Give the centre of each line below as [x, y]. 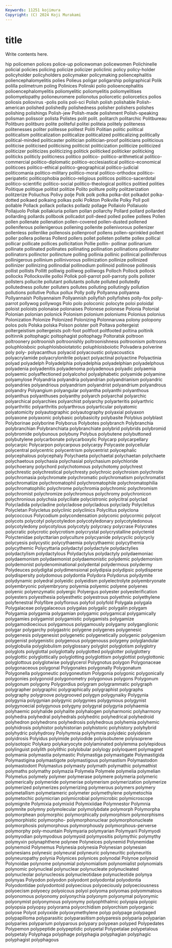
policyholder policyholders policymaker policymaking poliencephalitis [79, 75]
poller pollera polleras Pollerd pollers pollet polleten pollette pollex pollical [83, 238]
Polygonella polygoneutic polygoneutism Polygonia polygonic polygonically [85, 673]
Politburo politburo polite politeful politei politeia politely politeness [76, 124]
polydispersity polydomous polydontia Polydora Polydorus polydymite [79, 575]
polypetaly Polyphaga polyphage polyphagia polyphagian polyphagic [78, 934]
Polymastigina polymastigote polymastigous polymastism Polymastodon [81, 760]
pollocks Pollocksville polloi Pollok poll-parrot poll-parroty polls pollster [80, 276]
